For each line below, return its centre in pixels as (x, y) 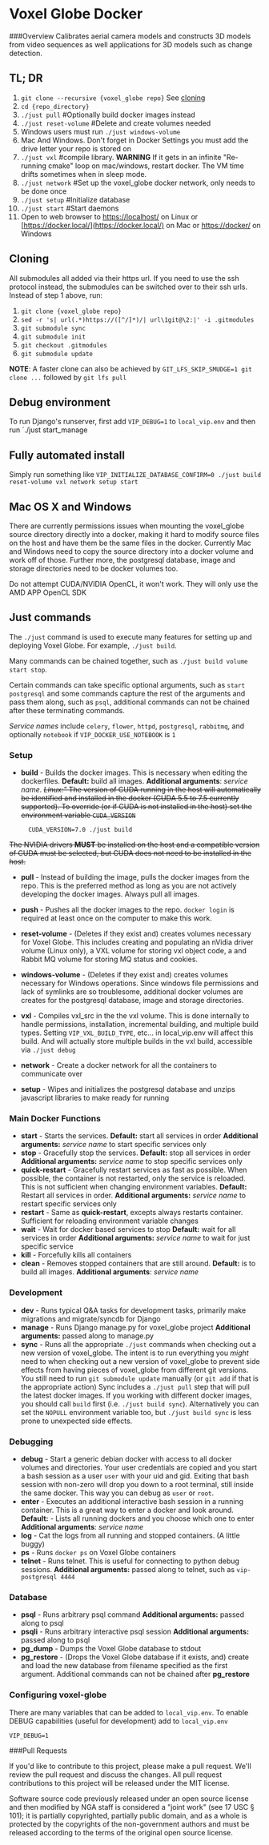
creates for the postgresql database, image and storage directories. (132, 1001)
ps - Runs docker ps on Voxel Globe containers (98, 1552)
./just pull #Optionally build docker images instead (108, 114)
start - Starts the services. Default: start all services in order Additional (139, 1136)
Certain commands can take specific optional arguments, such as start (127, 684)
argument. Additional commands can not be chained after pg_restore (135, 1675)
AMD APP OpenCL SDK (48, 592)
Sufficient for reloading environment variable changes (110, 1221)
